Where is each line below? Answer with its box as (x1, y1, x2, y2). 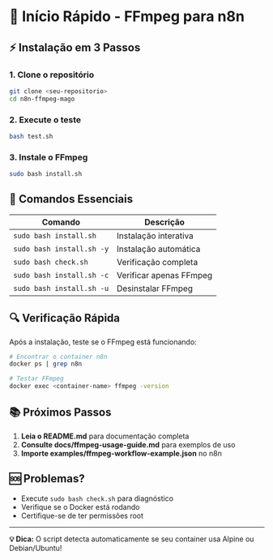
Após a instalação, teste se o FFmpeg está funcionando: (9, 336, 197, 347)
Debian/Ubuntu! (9, 543, 62, 553)
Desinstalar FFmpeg (117, 283, 194, 294)
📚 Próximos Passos (9, 405, 112, 420)
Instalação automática (117, 243, 201, 254)
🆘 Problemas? (9, 472, 85, 485)
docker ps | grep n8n (9, 360, 83, 368)
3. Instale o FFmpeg (9, 152, 88, 163)
